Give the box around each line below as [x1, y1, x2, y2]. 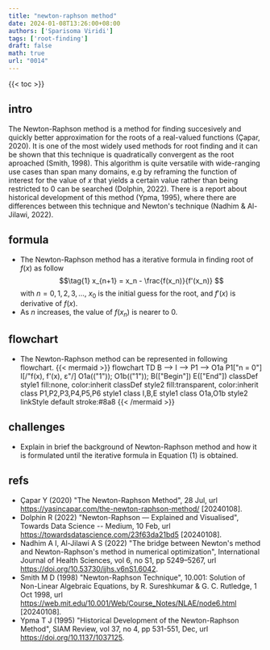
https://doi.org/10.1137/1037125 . [19, 632, 125, 642]
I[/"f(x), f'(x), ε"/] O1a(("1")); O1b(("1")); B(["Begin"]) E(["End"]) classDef [19, 371, 259, 380]
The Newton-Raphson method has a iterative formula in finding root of [19, 254, 254, 264]
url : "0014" [8, 57, 48, 65]
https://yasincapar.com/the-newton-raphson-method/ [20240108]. [19, 504, 243, 514]
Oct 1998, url [19, 589, 63, 599]
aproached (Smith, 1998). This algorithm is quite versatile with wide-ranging [8, 158, 260, 168]
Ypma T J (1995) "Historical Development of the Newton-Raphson [19, 615, 239, 625]
